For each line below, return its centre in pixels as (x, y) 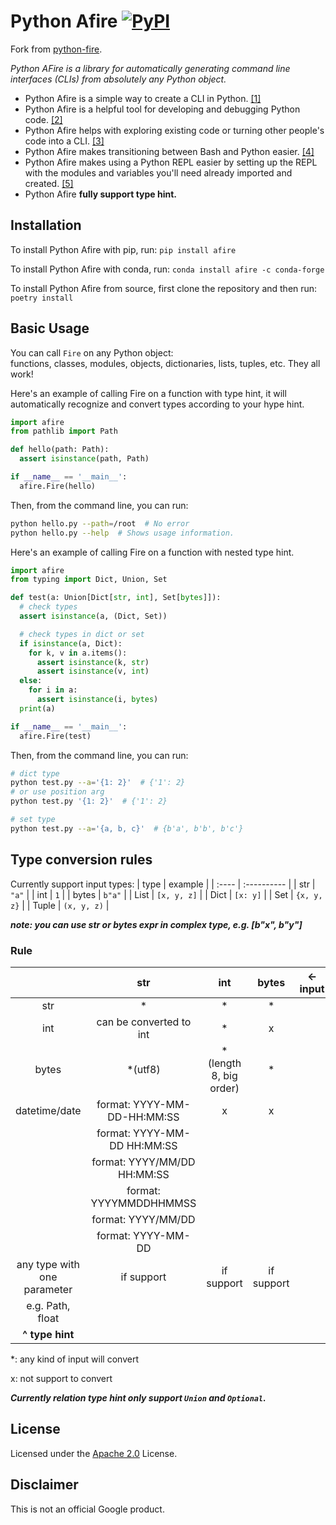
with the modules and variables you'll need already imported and (158, 172)
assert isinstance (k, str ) (93, 662)
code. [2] (43, 119)
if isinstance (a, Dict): (71, 643)
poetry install (42, 298)
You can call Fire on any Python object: (92, 352)
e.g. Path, (48, 1305)
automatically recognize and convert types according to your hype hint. (157, 404)
